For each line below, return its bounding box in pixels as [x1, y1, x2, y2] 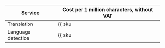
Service [21, 9, 40, 16]
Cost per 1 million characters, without [62, 6, 153, 13]
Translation [7, 21, 33, 27]
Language [7, 29, 31, 35]
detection [7, 35, 29, 41]
